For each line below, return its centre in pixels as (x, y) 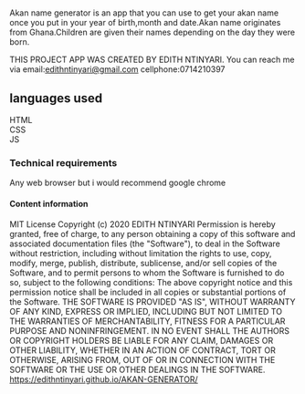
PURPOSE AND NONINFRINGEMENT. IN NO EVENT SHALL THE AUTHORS (150, 330)
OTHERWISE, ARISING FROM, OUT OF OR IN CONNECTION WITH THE (142, 359)
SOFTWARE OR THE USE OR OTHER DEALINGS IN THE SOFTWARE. (137, 369)
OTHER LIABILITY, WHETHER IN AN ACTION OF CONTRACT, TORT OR (142, 350)
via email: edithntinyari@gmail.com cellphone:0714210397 (117, 69)
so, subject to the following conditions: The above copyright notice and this (151, 282)
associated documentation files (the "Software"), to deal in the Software (145, 244)
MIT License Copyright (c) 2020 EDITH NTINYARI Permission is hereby (142, 224)
